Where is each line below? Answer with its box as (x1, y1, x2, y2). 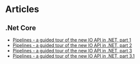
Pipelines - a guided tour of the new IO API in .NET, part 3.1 (12, 53, 135, 59)
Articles (5, 4, 39, 15)
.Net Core (5, 24, 36, 32)
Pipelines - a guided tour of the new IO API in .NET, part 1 (12, 37, 131, 43)
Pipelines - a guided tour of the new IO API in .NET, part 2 (12, 42, 132, 48)
